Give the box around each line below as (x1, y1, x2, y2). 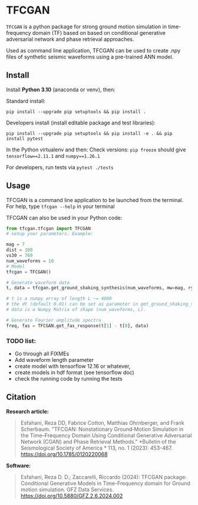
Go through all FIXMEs (14, 350, 70, 357)
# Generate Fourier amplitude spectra (6, 317, 101, 323)
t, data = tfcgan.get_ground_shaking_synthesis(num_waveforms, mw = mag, (6, 285, 186, 291)
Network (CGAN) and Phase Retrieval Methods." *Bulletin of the (20, 438, 176, 445)
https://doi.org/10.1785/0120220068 (20, 450, 108, 457)
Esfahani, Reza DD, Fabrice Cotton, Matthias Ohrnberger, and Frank (20, 419, 184, 426)
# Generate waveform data (6, 279, 70, 286)
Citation (6, 392, 37, 402)
